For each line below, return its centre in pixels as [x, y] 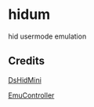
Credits [27, 61]
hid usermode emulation [47, 36]
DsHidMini [25, 79]
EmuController [31, 95]
